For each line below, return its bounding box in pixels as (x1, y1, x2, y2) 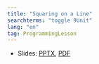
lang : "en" (7, 23, 39, 30)
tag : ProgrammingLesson (7, 30, 77, 37)
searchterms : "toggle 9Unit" (7, 17, 93, 24)
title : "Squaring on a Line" (7, 10, 93, 18)
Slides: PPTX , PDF (17, 49, 71, 58)
